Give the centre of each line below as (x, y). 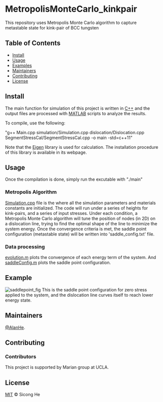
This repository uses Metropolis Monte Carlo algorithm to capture (71, 23)
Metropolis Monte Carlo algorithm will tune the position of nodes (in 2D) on (80, 218)
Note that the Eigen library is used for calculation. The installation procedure (82, 147)
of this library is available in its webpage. (46, 152)
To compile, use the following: (35, 123)
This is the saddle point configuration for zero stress (94, 289)
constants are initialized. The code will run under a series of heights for (76, 208)
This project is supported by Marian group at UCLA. (57, 367)
